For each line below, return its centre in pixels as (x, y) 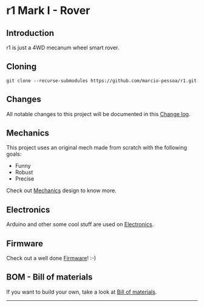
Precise (25, 179)
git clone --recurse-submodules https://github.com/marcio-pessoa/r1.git (102, 81)
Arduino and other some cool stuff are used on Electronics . (80, 224)
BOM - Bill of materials (49, 277)
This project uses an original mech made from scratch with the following (97, 148)
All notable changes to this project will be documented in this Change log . (98, 114)
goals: (14, 154)
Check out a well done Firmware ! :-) (51, 258)
